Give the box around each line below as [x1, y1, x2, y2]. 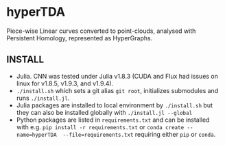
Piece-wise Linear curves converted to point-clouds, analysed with [6, 27, 196, 35]
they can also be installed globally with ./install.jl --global [16, 108, 193, 116]
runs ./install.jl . [16, 94, 70, 102]
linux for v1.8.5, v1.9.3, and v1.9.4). [16, 79, 114, 88]
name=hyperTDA [16, 131, 57, 138]
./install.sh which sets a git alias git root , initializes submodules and [16, 86, 219, 94]
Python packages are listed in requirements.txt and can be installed [16, 116, 210, 124]
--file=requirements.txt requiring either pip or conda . [62, 130, 216, 138]
